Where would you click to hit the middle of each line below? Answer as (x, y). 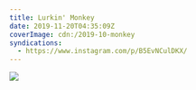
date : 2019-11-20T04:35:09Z (62, 26)
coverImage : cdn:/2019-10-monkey (72, 34)
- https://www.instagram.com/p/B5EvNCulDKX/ (103, 51)
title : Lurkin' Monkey (52, 18)
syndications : (36, 43)
